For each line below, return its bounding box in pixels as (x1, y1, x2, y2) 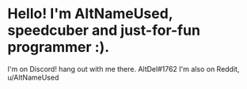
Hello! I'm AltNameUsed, (7, 5, 173, 23)
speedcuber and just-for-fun (7, 21, 201, 39)
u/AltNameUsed (7, 72, 59, 82)
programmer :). (7, 39, 110, 56)
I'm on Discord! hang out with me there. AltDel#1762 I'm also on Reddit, (7, 64, 240, 73)
